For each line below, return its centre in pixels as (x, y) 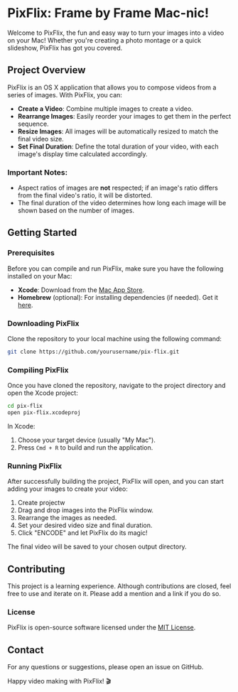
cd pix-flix (25, 406)
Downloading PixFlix (43, 323)
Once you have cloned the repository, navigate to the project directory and (117, 386)
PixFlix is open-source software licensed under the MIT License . (102, 627)
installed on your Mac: (40, 276)
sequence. (33, 124)
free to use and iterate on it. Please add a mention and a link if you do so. (114, 594)
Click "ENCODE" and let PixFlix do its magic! (82, 533)
